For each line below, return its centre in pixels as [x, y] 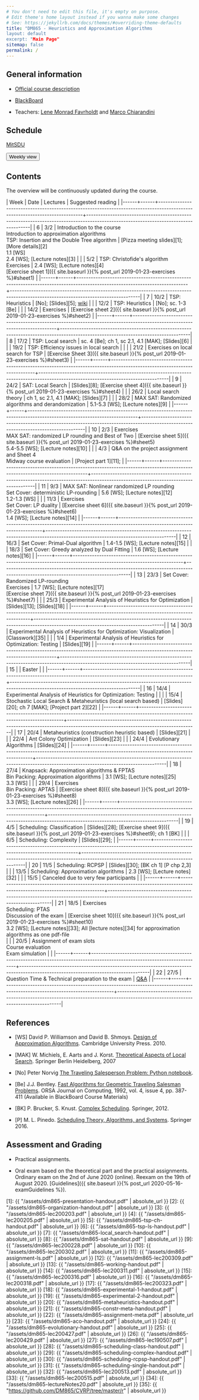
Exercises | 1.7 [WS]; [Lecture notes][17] [55, 587]
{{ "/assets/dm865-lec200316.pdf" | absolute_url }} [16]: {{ [78, 1277]
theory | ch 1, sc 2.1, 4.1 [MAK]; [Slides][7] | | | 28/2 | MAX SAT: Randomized [99, 398]
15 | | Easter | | [27, 670]
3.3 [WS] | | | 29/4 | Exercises [42, 783]
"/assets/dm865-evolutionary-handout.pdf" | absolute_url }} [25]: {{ [89, 1327]
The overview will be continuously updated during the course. [82, 191]
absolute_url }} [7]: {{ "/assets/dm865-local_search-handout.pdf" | [88, 1232]
